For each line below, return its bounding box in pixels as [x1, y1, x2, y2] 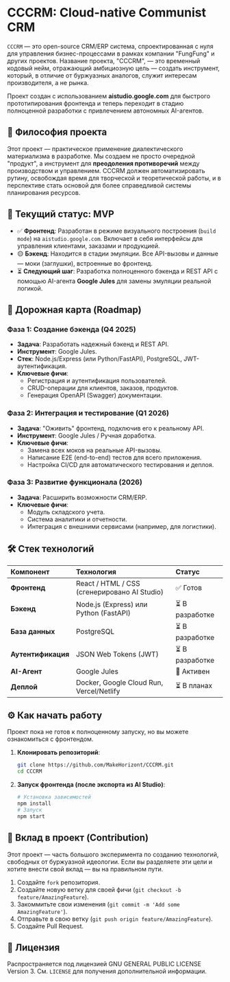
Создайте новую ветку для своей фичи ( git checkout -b [16, 885, 181, 893]
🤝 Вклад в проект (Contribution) [7, 832, 149, 844]
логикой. [16, 284, 43, 293]
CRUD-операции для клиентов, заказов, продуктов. [27, 384, 179, 392]
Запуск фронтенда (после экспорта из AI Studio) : [16, 781, 166, 789]
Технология [75, 567, 116, 576]
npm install [16, 800, 51, 808]
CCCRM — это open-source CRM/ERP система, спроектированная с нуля [7, 42, 214, 50]
